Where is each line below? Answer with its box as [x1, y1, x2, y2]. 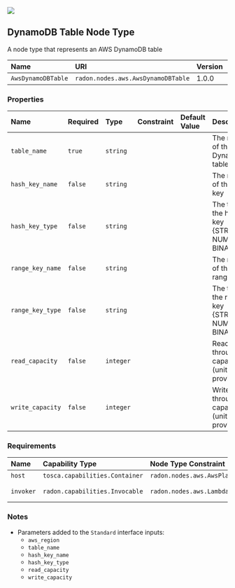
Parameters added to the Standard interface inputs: [17, 528, 165, 536]
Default [180, 113, 206, 122]
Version [196, 62, 223, 71]
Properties [7, 94, 44, 104]
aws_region [27, 536, 60, 544]
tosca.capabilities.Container [43, 472, 143, 479]
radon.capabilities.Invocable [43, 487, 143, 496]
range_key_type [10, 307, 62, 314]
